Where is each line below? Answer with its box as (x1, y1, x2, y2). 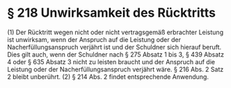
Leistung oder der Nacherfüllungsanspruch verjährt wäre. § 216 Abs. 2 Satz (7, 65, 224, 73)
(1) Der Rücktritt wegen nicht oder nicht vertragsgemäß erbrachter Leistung (7, 28, 224, 36)
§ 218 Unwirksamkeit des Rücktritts (7, 5, 216, 21)
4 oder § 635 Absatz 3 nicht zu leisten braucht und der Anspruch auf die (7, 57, 216, 66)
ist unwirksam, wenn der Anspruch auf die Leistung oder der (7, 35, 181, 43)
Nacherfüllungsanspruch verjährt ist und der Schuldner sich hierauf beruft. (7, 43, 222, 51)
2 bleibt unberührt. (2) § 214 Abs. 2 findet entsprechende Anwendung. (7, 72, 209, 81)
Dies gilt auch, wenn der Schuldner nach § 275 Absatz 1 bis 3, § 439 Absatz (7, 50, 225, 59)
